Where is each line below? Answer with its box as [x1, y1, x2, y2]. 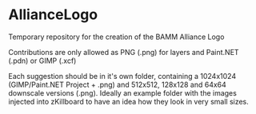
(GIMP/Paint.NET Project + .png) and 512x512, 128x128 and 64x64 [8, 80, 226, 89]
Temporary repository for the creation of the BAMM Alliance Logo [8, 32, 225, 41]
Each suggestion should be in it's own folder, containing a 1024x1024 [8, 71, 237, 81]
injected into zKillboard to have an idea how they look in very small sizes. [8, 96, 250, 106]
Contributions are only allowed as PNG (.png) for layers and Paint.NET [8, 47, 239, 57]
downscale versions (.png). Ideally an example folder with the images [8, 88, 238, 97]
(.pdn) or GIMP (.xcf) [8, 56, 77, 65]
